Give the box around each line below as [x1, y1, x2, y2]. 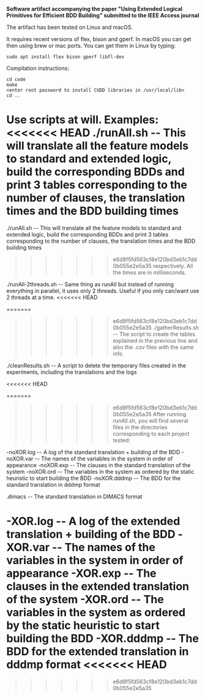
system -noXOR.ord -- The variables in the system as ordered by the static [6, 468, 195, 475]
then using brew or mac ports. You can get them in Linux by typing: [6, 42, 176, 49]
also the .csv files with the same [113, 343, 194, 351]
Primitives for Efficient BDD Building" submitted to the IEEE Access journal [6, 12, 199, 19]
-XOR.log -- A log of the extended [6, 514, 181, 528]
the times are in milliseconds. [113, 269, 187, 276]
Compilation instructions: [6, 64, 69, 72]
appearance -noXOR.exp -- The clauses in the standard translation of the [6, 461, 191, 468]
